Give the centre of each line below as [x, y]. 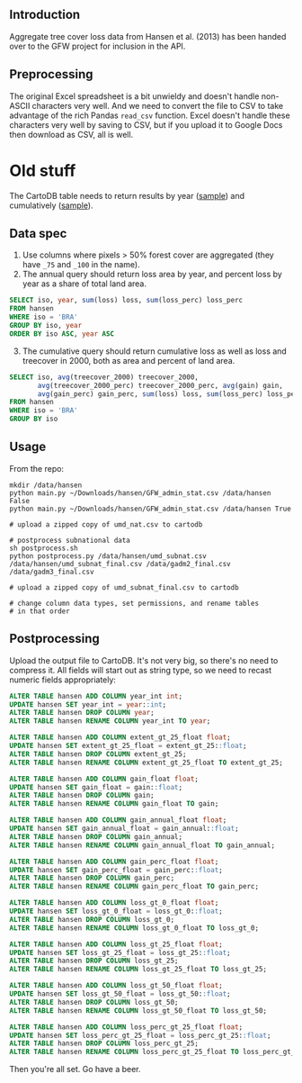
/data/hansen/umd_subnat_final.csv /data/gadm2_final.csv [120, 564]
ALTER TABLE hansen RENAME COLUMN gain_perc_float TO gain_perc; [134, 887]
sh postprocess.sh [44, 548]
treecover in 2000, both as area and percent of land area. [129, 360]
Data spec [38, 233]
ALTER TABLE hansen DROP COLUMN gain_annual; [96, 836]
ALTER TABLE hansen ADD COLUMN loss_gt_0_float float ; [114, 903]
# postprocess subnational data [70, 540]
